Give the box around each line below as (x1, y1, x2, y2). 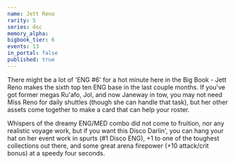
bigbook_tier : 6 (7, 37, 55, 44)
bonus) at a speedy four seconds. (7, 149, 106, 157)
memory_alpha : (7, 30, 49, 37)
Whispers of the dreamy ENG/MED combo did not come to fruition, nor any (7, 119, 224, 127)
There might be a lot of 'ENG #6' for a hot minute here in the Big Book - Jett (7, 75, 227, 84)
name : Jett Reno (7, 10, 55, 18)
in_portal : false (7, 50, 58, 57)
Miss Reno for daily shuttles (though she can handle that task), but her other (7, 98, 229, 106)
